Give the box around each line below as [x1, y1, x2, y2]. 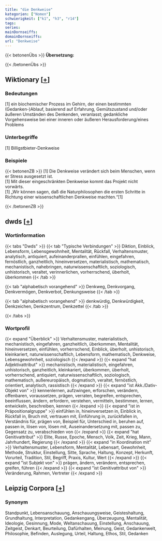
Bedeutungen [5, 90, 38, 97]
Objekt [5, 387, 18, 394]
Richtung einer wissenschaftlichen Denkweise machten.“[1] [5, 194, 123, 200]
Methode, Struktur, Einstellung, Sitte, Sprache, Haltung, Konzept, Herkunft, [5, 450, 154, 455]
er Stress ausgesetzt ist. [5, 174, 53, 179]
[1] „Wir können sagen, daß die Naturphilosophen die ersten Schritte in [5, 189, 146, 195]
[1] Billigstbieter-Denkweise [5, 145, 59, 151]
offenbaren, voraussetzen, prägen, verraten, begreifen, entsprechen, [5, 393, 142, 399]
